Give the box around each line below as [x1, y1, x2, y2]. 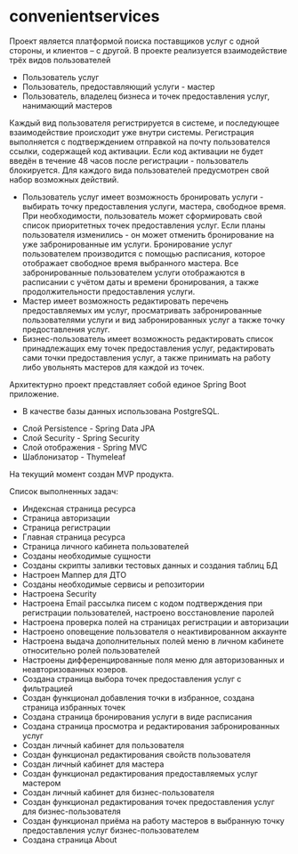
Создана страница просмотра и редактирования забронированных [21, 720, 280, 731]
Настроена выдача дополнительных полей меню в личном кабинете [21, 635, 285, 647]
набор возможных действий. [9, 174, 119, 184]
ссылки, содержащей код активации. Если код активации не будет [9, 145, 264, 157]
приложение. [9, 388, 60, 399]
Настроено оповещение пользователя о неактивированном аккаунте [21, 626, 287, 637]
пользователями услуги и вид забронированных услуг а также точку [21, 314, 286, 325]
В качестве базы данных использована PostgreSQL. [21, 405, 220, 416]
